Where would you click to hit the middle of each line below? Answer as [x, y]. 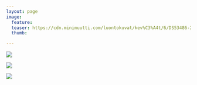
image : [14, 17]
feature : [22, 22]
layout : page [22, 11]
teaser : [21, 28]
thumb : [19, 33]
